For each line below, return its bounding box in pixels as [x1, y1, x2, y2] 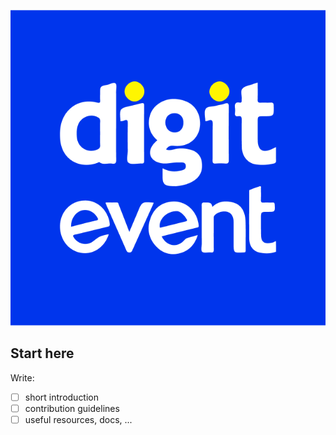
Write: [10, 371, 35, 384]
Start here [10, 345, 75, 362]
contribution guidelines [24, 402, 120, 414]
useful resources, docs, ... [24, 413, 133, 425]
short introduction [24, 391, 100, 403]
